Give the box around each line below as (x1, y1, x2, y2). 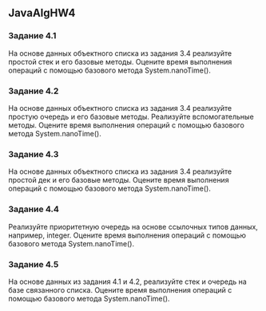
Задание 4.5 (8, 258, 59, 270)
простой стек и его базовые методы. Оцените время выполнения (8, 57, 232, 66)
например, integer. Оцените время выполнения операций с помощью (8, 230, 246, 240)
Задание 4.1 (8, 30, 57, 41)
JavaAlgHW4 (8, 6, 76, 20)
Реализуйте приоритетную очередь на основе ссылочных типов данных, (8, 222, 258, 231)
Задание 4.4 (8, 203, 60, 215)
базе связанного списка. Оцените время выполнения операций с (8, 285, 232, 294)
